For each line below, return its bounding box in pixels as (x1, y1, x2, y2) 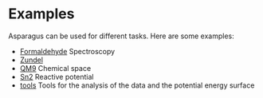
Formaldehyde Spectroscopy (19, 46, 116, 56)
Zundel (19, 55, 44, 65)
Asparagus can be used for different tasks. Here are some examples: (8, 31, 235, 41)
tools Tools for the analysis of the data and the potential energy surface (19, 80, 255, 90)
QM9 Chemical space (19, 63, 92, 73)
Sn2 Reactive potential (19, 72, 94, 81)
